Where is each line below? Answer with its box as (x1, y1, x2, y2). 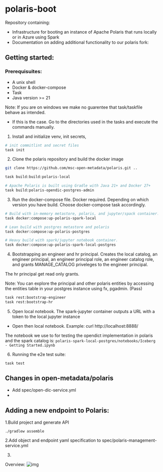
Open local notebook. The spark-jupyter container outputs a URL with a (12, 308, 155, 314)
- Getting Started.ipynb (5, 343, 55, 348)
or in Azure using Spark (12, 34, 60, 40)
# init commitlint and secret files (5, 143, 79, 148)
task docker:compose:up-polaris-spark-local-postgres (5, 242, 116, 247)
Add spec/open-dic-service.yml (12, 387, 76, 393)
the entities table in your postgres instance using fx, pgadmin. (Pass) (5, 286, 143, 292)
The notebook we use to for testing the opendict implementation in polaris (5, 333, 153, 338)
